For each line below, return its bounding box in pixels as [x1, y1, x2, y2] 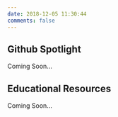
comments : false [7, 17, 55, 24]
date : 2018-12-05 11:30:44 [7, 10, 87, 18]
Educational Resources [7, 82, 112, 94]
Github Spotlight [7, 43, 81, 55]
